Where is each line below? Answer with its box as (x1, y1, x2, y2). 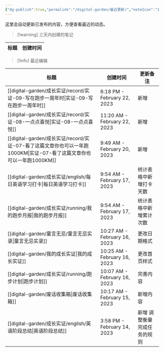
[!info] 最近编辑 (17, 57, 48, 64)
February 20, (100, 145, 130, 152)
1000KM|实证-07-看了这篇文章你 (7, 150, 86, 156)
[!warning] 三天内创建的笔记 (17, 31, 74, 37)
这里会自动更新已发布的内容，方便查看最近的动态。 (5, 21, 108, 27)
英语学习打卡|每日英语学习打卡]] (12, 180, 86, 187)
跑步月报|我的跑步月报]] (12, 212, 67, 219)
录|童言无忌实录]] (7, 238, 47, 244)
